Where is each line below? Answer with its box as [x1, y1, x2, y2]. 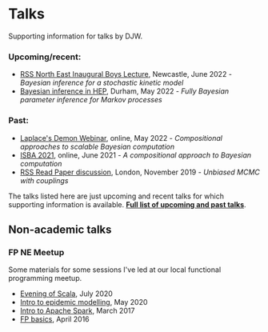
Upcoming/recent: [8, 51, 82, 62]
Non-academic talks [8, 222, 112, 236]
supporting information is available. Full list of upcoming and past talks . [8, 199, 246, 209]
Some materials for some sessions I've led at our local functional [8, 265, 222, 274]
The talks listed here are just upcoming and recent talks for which [8, 191, 224, 201]
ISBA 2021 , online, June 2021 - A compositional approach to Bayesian [19, 150, 252, 160]
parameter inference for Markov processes [19, 95, 162, 105]
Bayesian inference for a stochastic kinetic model [19, 78, 184, 88]
